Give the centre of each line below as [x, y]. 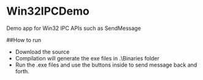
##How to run [24, 40]
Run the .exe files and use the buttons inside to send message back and [106, 65]
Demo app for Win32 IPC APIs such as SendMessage [74, 28]
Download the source [42, 52]
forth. [22, 71]
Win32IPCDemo [48, 11]
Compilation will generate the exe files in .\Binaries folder [87, 58]
